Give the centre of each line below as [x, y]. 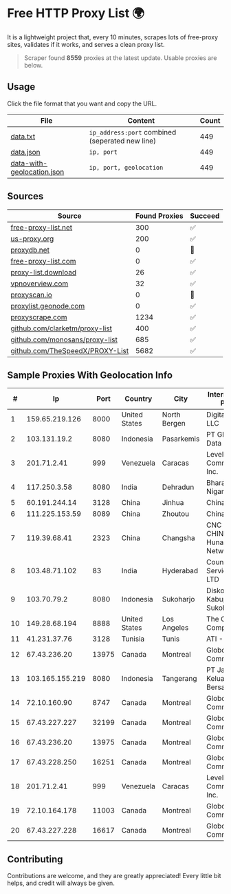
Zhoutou [176, 514]
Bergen [174, 424]
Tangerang [179, 679]
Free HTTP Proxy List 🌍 [76, 13]
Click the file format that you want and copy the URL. [82, 103]
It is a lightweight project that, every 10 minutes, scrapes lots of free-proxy [113, 37]
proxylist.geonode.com [48, 306]
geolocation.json [37, 172]
